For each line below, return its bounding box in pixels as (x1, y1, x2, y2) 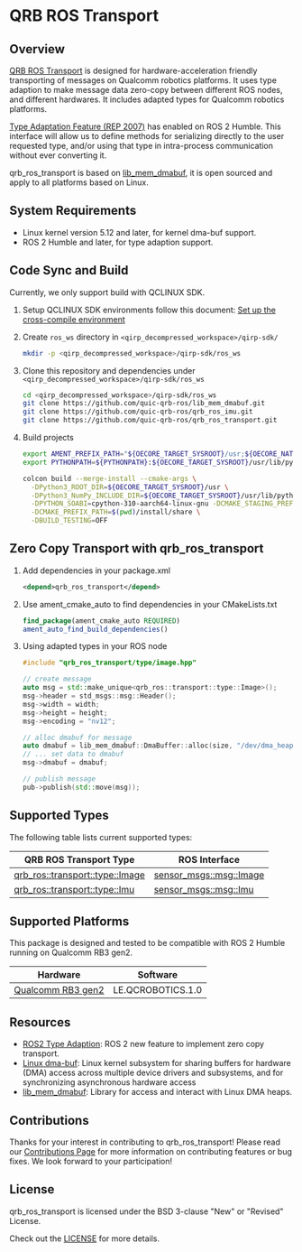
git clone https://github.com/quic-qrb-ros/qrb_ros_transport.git (22, 416, 278, 425)
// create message (22, 674, 92, 684)
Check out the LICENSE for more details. (9, 1233, 160, 1244)
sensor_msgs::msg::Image (153, 868, 265, 881)
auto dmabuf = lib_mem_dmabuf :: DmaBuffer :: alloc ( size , (22, 741, 233, 750)
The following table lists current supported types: (9, 831, 193, 842)
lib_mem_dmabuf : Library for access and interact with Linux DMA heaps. (22, 1087, 293, 1098)
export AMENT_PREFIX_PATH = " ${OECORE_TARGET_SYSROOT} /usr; (22, 450, 245, 459)
